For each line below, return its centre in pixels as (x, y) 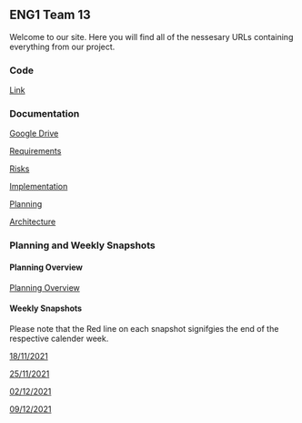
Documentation (45, 114)
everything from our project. (62, 46)
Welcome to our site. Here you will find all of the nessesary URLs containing (151, 36)
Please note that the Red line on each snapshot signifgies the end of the (144, 328)
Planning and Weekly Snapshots (83, 245)
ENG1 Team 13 (50, 15)
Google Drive (34, 134)
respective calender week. (59, 338)
